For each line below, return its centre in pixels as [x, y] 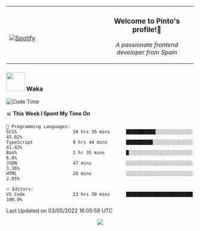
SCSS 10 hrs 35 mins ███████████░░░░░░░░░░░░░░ [100, 132]
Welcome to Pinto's [147, 21]
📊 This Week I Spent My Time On [48, 114]
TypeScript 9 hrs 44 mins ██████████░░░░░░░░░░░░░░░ [100, 142]
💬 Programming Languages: [38, 127]
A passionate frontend [147, 45]
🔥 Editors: [20, 189]
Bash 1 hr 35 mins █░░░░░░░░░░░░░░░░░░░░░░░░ [100, 153]
